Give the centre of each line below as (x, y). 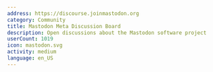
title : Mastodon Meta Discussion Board (64, 26)
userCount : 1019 (30, 39)
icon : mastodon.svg (35, 45)
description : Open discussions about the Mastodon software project (107, 33)
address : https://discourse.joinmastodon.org (73, 13)
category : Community (37, 20)
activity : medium (32, 52)
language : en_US (30, 58)
